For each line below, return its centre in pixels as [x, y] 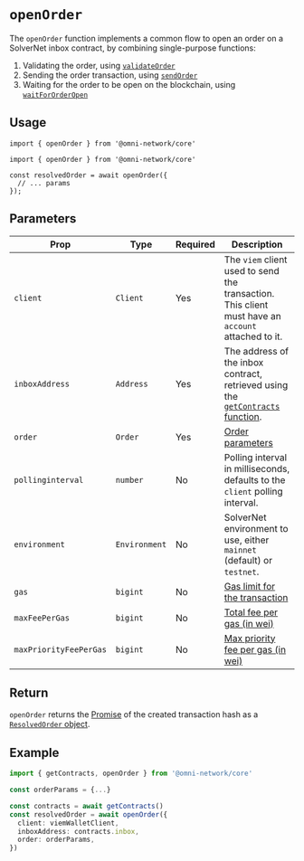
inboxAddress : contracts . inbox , [79, 831]
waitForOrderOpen [55, 95]
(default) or [248, 560]
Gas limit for [250, 586]
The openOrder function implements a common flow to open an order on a [146, 38]
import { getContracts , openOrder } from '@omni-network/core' [131, 774]
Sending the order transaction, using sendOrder [110, 75]
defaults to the [255, 479]
